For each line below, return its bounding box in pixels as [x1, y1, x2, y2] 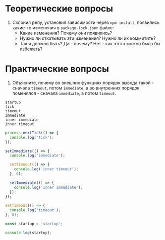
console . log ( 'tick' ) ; [9, 135, 55, 140]
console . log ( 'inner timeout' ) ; [14, 167, 79, 172]
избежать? [19, 46, 43, 52]
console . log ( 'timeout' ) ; [9, 208, 61, 213]
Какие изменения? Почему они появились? [19, 30, 112, 36]
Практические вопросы [5, 63, 109, 75]
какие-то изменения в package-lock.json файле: [12, 24, 114, 30]
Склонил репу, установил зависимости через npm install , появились [12, 19, 160, 25]
